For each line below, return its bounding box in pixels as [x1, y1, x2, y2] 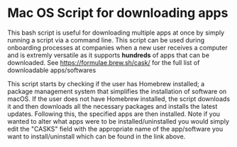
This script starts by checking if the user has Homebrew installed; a [7, 79, 205, 88]
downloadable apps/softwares [7, 66, 97, 74]
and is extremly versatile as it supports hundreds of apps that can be [7, 51, 210, 59]
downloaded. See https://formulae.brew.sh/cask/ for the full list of [7, 58, 200, 66]
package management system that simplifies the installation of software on [7, 87, 227, 95]
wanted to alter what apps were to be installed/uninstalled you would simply [7, 117, 229, 125]
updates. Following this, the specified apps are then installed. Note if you [7, 110, 221, 118]
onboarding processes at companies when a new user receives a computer [7, 43, 228, 52]
